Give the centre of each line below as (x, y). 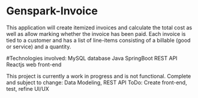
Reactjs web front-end (34, 65)
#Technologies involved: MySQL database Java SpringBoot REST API (92, 58)
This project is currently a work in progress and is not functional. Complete (99, 76)
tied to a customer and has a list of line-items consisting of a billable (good (98, 40)
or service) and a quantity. (39, 47)
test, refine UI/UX (28, 88)
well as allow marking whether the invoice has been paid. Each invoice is (96, 33)
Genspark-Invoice (52, 11)
